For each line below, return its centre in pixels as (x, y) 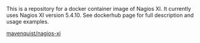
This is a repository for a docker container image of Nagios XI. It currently (99, 9)
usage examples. (28, 21)
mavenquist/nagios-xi (34, 33)
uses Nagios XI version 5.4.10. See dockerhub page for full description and (100, 15)
